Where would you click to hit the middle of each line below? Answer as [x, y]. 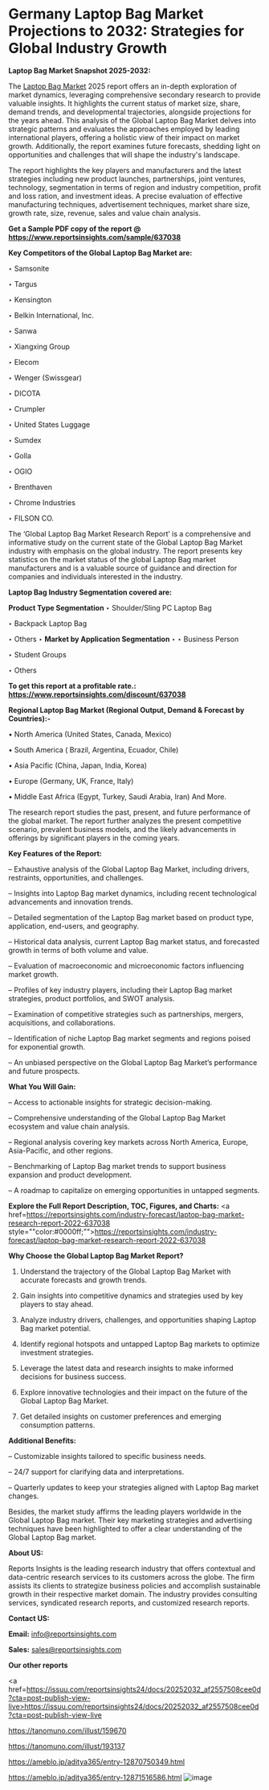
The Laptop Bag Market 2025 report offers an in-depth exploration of [123, 86]
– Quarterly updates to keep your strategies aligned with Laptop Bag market [134, 1487]
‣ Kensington [30, 300]
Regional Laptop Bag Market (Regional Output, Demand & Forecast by [126, 710]
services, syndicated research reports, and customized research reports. [129, 1602]
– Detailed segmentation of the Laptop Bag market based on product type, [131, 917]
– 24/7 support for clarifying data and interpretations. [96, 1472]
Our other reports [38, 1665]
